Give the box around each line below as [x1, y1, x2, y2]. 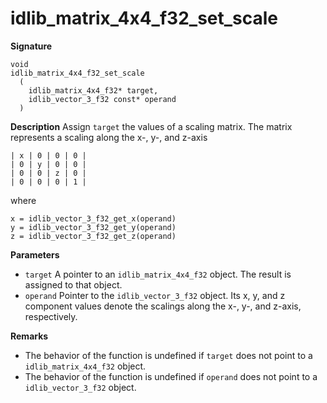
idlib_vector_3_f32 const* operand [28, 94, 177, 104]
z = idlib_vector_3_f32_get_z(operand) [10, 231, 177, 241]
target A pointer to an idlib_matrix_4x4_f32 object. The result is [24, 268, 292, 280]
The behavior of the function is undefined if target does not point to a [24, 349, 313, 361]
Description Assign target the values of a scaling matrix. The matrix [10, 120, 293, 132]
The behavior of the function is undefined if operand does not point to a [24, 370, 318, 382]
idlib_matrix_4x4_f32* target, [28, 85, 159, 96]
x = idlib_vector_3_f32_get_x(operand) [10, 213, 177, 224]
